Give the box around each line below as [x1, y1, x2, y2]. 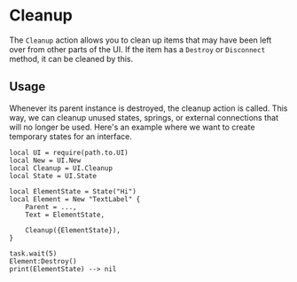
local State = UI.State [9, 171, 98, 180]
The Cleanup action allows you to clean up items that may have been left [9, 35, 272, 45]
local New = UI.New [9, 156, 82, 165]
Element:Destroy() [9, 256, 77, 266]
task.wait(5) [9, 249, 58, 258]
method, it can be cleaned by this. [9, 53, 134, 64]
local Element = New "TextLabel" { [9, 194, 141, 204]
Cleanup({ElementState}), [25, 225, 121, 235]
